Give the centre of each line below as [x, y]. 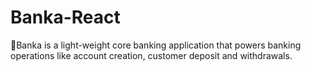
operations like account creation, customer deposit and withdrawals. [151, 55]
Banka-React [65, 17]
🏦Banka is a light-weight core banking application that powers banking [156, 45]
